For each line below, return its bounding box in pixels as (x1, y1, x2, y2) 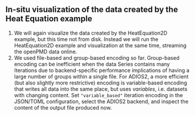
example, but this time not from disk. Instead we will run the (14, 35, 159, 43)
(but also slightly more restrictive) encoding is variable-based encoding (14, 79, 187, 86)
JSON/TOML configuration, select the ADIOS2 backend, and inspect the (14, 98, 189, 105)
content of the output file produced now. (14, 104, 112, 111)
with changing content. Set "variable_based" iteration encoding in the (14, 91, 183, 98)
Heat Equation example (5, 14, 92, 24)
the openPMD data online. (14, 48, 78, 55)
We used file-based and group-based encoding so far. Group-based (14, 54, 180, 61)
